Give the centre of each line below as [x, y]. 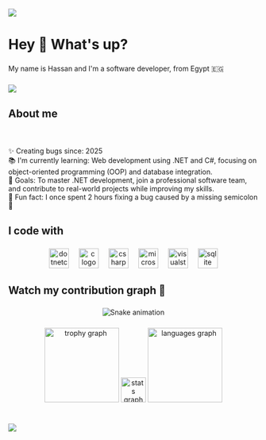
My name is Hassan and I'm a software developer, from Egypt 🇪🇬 [116, 69]
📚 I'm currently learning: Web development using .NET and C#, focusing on [133, 160]
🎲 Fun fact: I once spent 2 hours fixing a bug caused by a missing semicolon [133, 197]
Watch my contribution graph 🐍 [87, 290]
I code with [36, 231]
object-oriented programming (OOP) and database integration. [110, 172]
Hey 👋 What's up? [68, 45]
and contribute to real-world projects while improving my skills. [111, 189]
